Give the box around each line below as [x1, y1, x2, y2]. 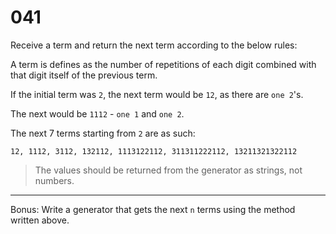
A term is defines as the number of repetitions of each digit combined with [10, 58, 317, 70]
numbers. [34, 174, 75, 186]
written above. [10, 214, 70, 226]
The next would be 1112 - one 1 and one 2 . [10, 107, 185, 120]
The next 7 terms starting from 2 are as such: [10, 127, 196, 139]
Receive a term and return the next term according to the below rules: [10, 39, 298, 51]
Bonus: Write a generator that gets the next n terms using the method [10, 203, 296, 215]
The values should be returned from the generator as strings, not [34, 164, 303, 176]
